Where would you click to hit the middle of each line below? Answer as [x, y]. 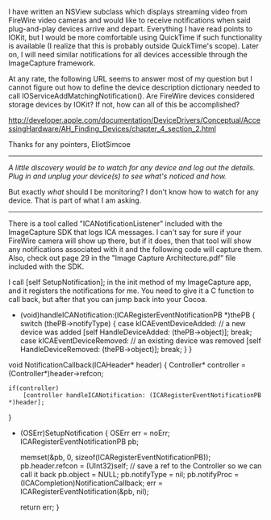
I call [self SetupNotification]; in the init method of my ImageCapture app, [130, 282]
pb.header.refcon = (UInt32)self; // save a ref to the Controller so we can [141, 466]
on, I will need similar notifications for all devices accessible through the [128, 55]
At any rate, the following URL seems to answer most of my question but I [130, 79]
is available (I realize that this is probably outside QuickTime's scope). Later [134, 46]
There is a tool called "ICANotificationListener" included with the [115, 224]
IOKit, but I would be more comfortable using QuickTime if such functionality [135, 37]
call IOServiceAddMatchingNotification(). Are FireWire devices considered [131, 96]
